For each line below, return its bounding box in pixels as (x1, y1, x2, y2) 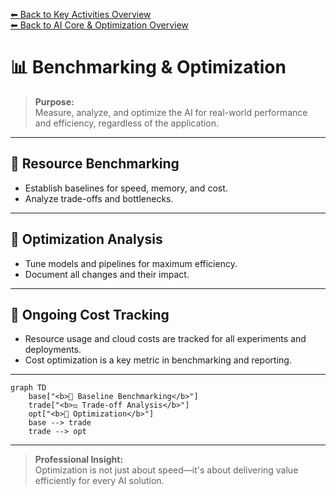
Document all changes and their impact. (24, 268, 190, 280)
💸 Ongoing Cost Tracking (10, 306, 170, 323)
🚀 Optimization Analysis (10, 231, 163, 248)
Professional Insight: (34, 454, 124, 466)
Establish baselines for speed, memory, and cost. (24, 182, 228, 194)
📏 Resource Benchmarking (10, 155, 180, 173)
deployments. (24, 344, 82, 356)
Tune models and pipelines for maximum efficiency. (24, 257, 238, 269)
